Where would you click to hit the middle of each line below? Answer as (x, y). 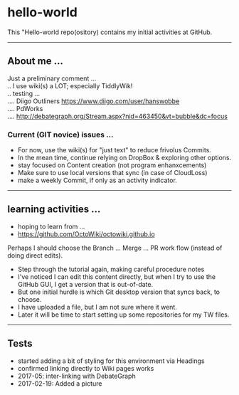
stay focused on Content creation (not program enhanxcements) (112, 165)
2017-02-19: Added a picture (60, 383)
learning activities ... (54, 210)
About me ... (36, 61)
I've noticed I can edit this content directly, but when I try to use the (116, 276)
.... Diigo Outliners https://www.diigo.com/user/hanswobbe (94, 101)
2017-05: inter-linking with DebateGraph (77, 376)
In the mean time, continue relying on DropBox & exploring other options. (124, 158)
